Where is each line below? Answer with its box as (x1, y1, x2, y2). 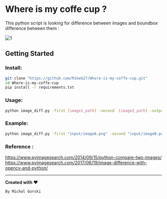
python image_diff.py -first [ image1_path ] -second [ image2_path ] (5, 108, 148, 113)
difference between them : (5, 25, 60, 31)
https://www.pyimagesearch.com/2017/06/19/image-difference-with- (5, 160, 148, 166)
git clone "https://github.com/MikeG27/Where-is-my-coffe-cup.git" (5, 76, 148, 81)
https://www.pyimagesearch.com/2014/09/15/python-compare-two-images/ (5, 154, 162, 160)
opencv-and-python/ (5, 165, 48, 171)
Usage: (5, 97, 23, 104)
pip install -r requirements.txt (5, 85, 75, 90)
